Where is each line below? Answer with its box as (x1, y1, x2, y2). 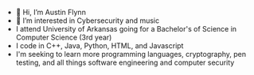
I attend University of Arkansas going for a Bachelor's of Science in (15, 24, 237, 33)
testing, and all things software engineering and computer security (15, 58, 235, 67)
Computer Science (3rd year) (15, 32, 112, 42)
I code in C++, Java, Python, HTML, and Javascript (15, 41, 184, 51)
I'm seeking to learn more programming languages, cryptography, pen (15, 50, 247, 58)
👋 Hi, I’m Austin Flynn (15, 8, 86, 17)
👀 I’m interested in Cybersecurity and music (15, 16, 160, 25)
